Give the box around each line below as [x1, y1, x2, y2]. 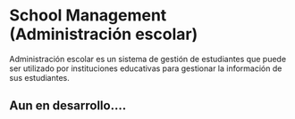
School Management [9, 5, 167, 26]
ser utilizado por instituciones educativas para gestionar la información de [9, 63, 282, 74]
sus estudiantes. [9, 72, 70, 83]
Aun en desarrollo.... [9, 99, 127, 114]
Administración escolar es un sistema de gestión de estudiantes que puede [9, 53, 287, 64]
